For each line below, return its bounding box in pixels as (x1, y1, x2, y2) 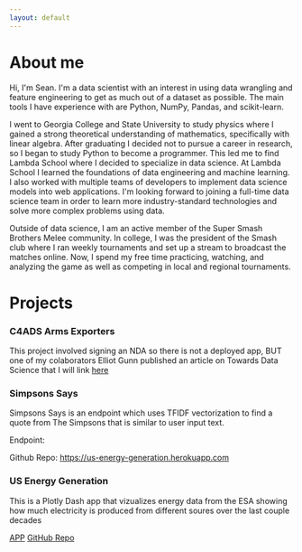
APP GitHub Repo (9, 532, 75, 543)
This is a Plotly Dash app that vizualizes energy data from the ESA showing (9, 495, 288, 506)
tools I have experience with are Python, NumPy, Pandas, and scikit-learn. (9, 101, 284, 112)
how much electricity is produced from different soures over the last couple (9, 505, 290, 516)
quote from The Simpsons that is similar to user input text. (9, 417, 225, 428)
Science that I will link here (9, 365, 109, 376)
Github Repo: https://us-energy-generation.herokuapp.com (9, 453, 230, 463)
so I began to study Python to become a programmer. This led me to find (9, 147, 279, 158)
